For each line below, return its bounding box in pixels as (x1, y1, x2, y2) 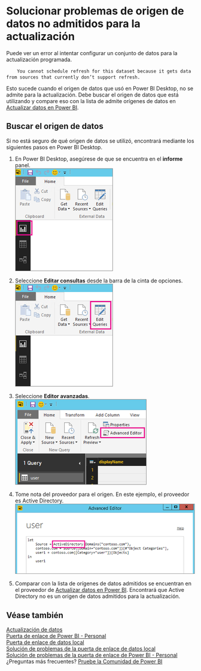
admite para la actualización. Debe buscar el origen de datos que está (6, 91, 179, 98)
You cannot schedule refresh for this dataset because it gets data (17, 68, 191, 74)
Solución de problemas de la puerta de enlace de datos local (6, 645, 156, 652)
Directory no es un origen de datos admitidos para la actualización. (14, 592, 181, 600)
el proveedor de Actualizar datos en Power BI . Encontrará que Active (14, 586, 184, 594)
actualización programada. (6, 56, 72, 63)
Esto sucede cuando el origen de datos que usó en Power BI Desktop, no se (6, 85, 193, 92)
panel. (14, 161, 31, 168)
